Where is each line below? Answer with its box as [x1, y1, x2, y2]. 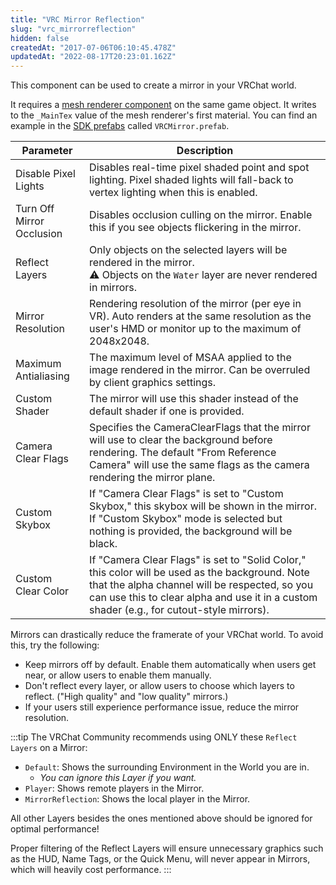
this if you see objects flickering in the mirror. [89, 221, 302, 235]
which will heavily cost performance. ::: [10, 864, 172, 876]
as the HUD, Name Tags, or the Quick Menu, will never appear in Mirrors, [10, 853, 311, 865]
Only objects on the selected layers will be [89, 243, 288, 257]
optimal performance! [10, 823, 100, 835]
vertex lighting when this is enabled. [89, 186, 258, 200]
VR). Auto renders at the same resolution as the [89, 309, 312, 323]
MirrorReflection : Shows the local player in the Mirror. [24, 793, 251, 805]
